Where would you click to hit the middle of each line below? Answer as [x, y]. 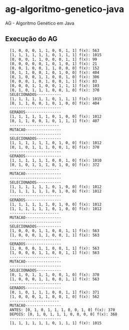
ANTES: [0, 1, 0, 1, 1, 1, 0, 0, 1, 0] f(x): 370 [62, 310]
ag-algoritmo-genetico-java [65, 9]
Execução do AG [31, 39]
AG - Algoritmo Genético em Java [40, 23]
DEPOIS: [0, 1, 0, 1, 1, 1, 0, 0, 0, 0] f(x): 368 [63, 314]
